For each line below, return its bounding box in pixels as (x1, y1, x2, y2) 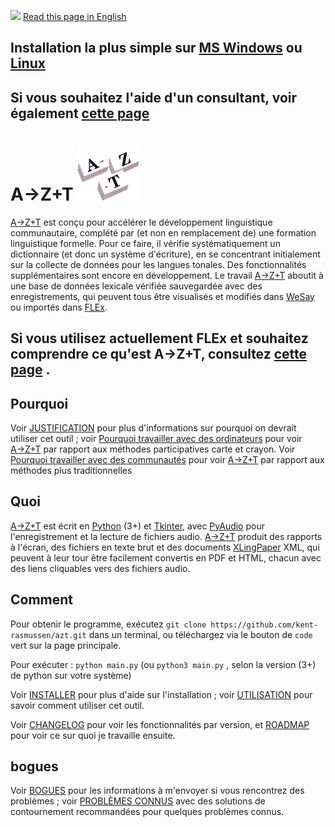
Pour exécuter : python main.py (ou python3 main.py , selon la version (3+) (10, 658, 317, 670)
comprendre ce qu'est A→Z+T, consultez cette (10, 346, 308, 363)
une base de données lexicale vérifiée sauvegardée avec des (10, 280, 263, 292)
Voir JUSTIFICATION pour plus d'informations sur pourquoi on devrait (10, 421, 297, 434)
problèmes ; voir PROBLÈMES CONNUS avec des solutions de (10, 795, 266, 807)
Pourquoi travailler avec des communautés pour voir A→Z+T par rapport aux (10, 453, 325, 465)
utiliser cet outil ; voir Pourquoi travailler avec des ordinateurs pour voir (10, 432, 303, 444)
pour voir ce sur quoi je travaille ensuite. (10, 729, 176, 741)
